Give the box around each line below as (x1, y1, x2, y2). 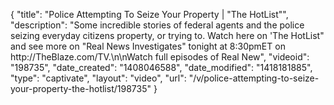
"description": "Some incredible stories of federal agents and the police (10, 19, 305, 31)
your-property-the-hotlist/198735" (10, 83, 152, 94)
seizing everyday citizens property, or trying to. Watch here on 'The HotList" (10, 30, 325, 41)
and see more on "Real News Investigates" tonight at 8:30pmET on (10, 40, 286, 52)
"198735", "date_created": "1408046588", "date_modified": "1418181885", (10, 62, 313, 73)
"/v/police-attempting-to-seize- (188, 72, 320, 84)
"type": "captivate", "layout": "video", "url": (10, 72, 187, 84)
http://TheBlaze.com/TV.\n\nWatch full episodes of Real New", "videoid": (10, 51, 310, 63)
